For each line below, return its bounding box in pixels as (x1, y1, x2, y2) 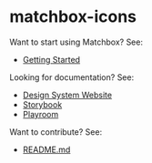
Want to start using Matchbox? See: (9, 36, 144, 47)
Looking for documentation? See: (9, 71, 135, 83)
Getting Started (22, 54, 80, 65)
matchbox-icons (9, 6, 137, 27)
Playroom (22, 108, 59, 119)
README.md (22, 144, 71, 155)
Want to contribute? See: (9, 126, 103, 138)
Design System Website (22, 89, 112, 100)
